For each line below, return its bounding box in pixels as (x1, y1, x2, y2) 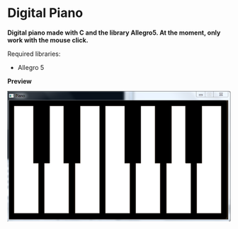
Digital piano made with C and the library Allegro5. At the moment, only (7, 28, 221, 37)
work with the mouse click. (7, 35, 89, 44)
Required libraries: (7, 49, 61, 58)
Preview (7, 76, 32, 86)
